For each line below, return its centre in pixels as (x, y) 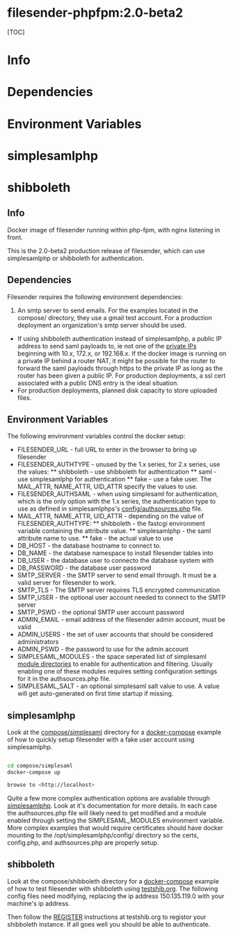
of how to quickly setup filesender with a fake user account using (101, 740)
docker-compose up (34, 772)
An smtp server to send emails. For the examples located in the (107, 310)
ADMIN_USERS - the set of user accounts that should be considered (115, 634)
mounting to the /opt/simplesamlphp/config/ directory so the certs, (103, 835)
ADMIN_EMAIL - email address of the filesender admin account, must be (121, 620)
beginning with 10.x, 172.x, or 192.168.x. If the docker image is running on (122, 353)
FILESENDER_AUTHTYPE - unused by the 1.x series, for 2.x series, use (119, 465)
